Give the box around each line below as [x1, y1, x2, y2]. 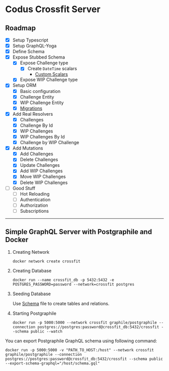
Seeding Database [12, 291, 51, 297]
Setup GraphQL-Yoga [12, 43, 57, 49]
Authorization [20, 202, 48, 208]
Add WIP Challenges [20, 168, 63, 174]
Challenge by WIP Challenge [20, 140, 79, 146]
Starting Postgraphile [12, 310, 57, 316]
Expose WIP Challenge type [20, 77, 78, 83]
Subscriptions [20, 208, 49, 214]
